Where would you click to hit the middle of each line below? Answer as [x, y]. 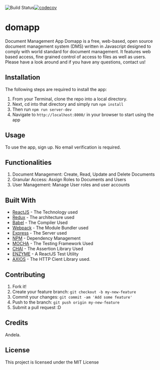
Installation [23, 77]
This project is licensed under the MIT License [52, 362]
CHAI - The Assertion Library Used [48, 249]
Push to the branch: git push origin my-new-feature [66, 302]
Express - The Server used [40, 233]
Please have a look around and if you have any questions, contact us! [76, 62]
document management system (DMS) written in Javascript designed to [78, 46]
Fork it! [19, 286]
